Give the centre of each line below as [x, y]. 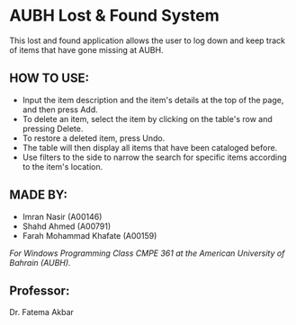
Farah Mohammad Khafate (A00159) [90, 235]
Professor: [40, 290]
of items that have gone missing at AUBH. [86, 49]
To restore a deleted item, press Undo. [94, 138]
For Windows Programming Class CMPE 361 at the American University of [147, 253]
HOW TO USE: [49, 79]
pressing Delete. [53, 128]
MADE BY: [39, 195]
